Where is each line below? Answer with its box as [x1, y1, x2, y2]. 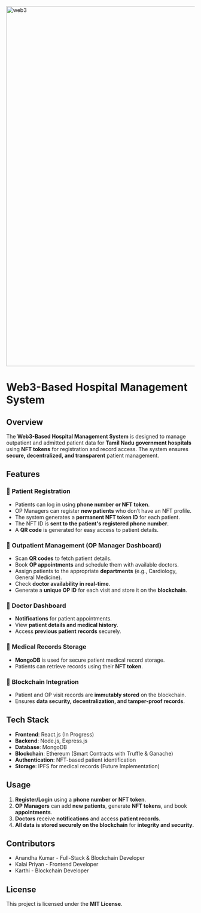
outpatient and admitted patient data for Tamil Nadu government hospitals [6, 439, 191, 446]
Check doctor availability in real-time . [14, 580, 111, 587]
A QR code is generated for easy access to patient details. [14, 526, 159, 533]
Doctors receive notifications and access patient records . [14, 815, 160, 822]
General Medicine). [14, 574, 62, 581]
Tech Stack [6, 715, 49, 725]
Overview [6, 417, 44, 427]
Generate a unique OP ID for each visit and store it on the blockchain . [14, 586, 187, 594]
